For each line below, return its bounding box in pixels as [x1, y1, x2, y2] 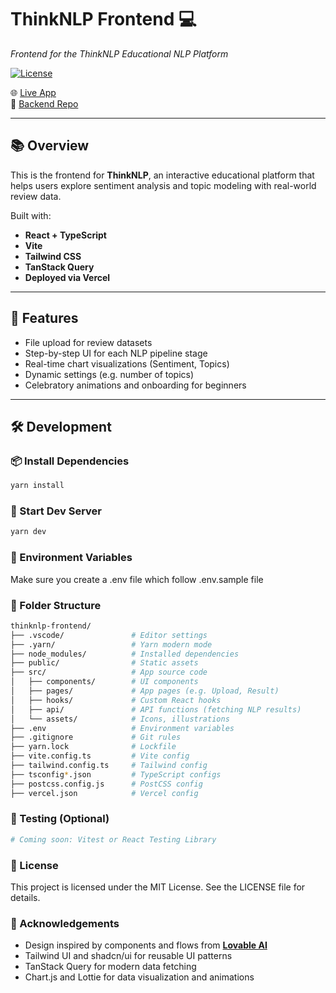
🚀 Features [10, 310, 79, 327]
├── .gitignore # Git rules [10, 732, 182, 743]
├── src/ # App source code [10, 667, 208, 678]
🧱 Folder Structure [10, 598, 102, 612]
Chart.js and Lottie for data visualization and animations [24, 971, 255, 983]
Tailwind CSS [24, 250, 82, 262]
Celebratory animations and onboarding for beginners [24, 379, 247, 391]
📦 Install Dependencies [10, 454, 130, 468]
